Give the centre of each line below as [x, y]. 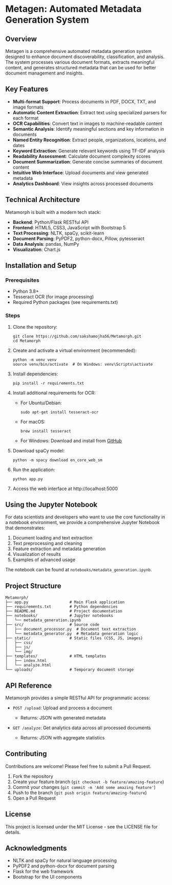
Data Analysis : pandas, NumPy [46, 244]
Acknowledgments [36, 848]
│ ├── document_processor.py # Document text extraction [71, 629]
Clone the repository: [35, 327]
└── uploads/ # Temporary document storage [70, 670]
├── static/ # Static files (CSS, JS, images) [74, 638]
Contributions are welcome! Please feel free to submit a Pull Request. [78, 766]
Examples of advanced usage [44, 560]
